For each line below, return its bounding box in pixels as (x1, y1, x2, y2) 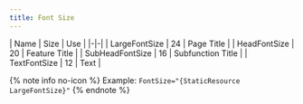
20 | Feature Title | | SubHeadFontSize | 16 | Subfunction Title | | (9, 47, 248, 59)
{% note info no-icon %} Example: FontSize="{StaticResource (9, 74, 241, 86)
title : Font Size (9, 13, 75, 23)
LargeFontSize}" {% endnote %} (9, 84, 130, 95)
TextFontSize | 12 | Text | (9, 57, 101, 68)
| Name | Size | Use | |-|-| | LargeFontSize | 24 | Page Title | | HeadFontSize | (9, 38, 295, 49)
